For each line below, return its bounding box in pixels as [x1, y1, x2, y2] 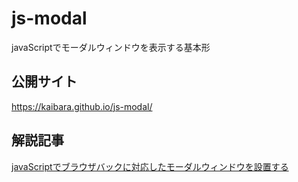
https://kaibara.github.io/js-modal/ [11, 100, 153, 112]
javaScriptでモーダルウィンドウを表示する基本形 [11, 41, 211, 53]
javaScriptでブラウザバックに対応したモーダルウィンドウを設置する [11, 160, 289, 172]
